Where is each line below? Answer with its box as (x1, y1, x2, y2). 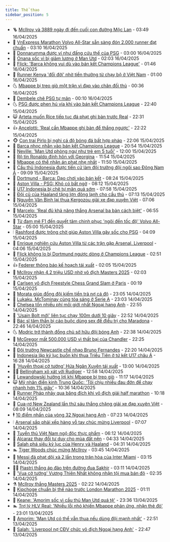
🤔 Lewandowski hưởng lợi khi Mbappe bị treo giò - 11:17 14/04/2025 (12, 374, 154, 380)
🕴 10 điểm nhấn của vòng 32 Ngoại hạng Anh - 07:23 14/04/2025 (12, 412, 148, 418)
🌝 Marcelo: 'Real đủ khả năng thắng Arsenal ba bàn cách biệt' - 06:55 (12, 207, 159, 213)
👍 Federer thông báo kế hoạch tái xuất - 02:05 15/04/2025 (12, 262, 137, 268)
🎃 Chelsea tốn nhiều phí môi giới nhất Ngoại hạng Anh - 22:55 (12, 301, 142, 307)
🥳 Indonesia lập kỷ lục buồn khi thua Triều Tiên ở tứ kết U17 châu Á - (12, 352, 156, 358)
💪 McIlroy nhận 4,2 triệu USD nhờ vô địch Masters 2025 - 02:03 (12, 269, 147, 275)
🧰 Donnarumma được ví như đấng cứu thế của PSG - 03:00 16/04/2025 (12, 50, 162, 56)
